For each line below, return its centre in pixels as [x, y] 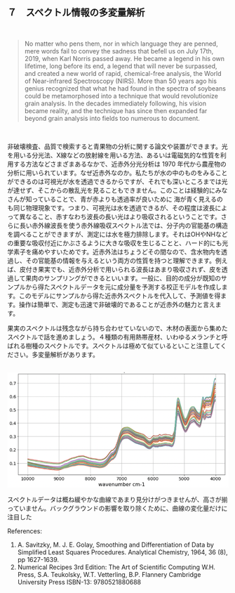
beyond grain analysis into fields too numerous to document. [112, 118]
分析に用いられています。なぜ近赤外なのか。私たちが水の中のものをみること [117, 172]
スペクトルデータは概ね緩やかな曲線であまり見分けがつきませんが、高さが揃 [117, 499]
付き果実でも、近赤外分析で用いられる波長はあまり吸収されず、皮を [124, 269]
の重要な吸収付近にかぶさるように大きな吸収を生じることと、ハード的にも [115, 243]
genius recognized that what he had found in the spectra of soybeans [125, 88]
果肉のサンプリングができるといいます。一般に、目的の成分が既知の [123, 278]
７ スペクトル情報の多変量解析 [76, 13]
